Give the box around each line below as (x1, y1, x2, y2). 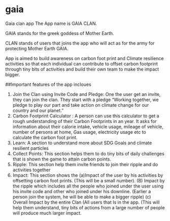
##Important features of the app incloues (5, 81, 91, 87)
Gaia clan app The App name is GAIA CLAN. (5, 20, 97, 26)
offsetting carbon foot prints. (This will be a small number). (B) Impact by (12, 177, 165, 183)
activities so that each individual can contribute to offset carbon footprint (5, 60, 158, 67)
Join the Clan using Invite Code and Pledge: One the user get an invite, (12, 91, 161, 97)
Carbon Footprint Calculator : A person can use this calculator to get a (12, 113, 159, 119)
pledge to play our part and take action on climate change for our (12, 102, 149, 108)
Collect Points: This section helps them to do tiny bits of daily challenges (12, 150, 165, 156)
